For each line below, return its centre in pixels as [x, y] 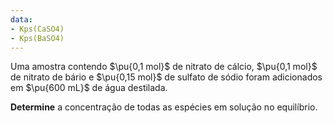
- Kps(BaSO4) [37, 38]
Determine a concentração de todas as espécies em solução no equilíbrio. [164, 107]
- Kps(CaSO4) [37, 29]
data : [21, 19]
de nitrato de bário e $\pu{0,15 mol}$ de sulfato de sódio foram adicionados [166, 77]
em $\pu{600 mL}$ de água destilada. [89, 88]
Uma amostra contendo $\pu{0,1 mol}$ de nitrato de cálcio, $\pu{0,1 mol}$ [164, 67]
